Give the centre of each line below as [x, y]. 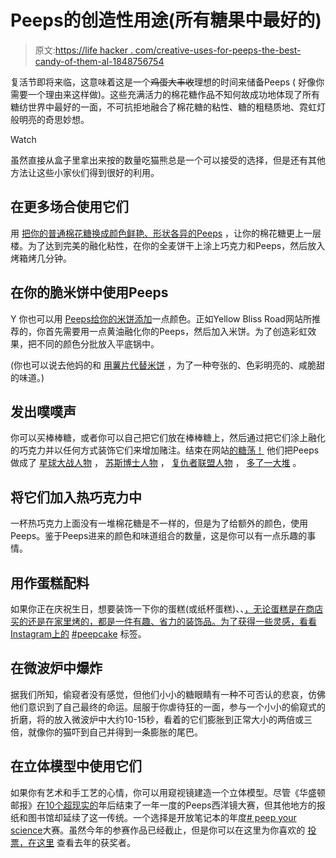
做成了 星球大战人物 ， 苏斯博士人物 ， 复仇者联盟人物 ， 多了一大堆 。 [156, 463]
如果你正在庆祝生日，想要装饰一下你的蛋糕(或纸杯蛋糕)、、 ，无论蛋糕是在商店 [167, 609]
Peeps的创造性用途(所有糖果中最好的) [166, 20]
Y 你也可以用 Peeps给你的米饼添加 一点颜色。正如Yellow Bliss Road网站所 [161, 318]
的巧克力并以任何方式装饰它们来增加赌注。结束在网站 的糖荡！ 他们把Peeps [165, 450]
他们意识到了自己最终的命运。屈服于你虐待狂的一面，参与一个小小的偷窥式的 [168, 707]
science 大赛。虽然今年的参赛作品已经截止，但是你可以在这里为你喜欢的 [158, 830]
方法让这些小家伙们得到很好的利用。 [85, 172]
